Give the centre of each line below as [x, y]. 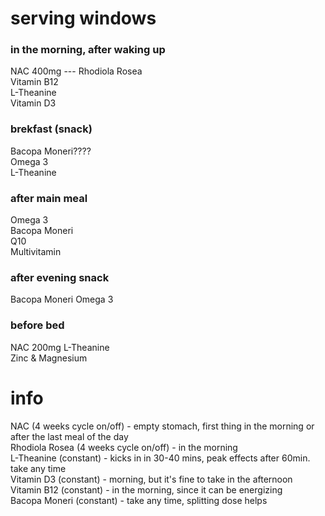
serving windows [83, 18]
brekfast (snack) [51, 129]
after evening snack [60, 277]
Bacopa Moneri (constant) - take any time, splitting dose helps [139, 500]
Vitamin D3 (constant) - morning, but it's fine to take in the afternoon [151, 479]
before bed [37, 325]
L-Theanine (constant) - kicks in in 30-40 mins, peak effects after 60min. [160, 458]
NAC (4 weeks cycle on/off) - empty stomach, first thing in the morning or [162, 426]
